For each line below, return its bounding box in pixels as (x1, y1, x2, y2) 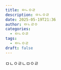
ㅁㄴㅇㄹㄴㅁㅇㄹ (5, 60, 39, 66)
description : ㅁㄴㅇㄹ (5, 12, 50, 17)
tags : (5, 36, 17, 41)
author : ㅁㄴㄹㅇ (5, 21, 38, 27)
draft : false (5, 45, 33, 51)
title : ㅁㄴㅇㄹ (5, 7, 36, 13)
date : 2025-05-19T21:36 (5, 17, 56, 22)
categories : (5, 27, 31, 32)
